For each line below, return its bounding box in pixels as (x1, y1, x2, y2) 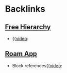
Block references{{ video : (12, 62, 62, 69)
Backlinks (5, 3, 46, 15)
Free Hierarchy (5, 23, 51, 31)
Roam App (5, 50, 37, 58)
